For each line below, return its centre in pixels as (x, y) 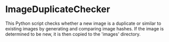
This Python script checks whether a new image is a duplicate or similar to (83, 23)
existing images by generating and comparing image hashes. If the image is (84, 28)
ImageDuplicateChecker (58, 9)
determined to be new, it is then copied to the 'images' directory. (73, 34)
